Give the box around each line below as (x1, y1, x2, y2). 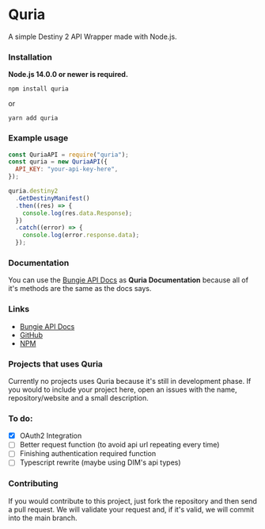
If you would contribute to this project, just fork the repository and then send (8, 496, 257, 505)
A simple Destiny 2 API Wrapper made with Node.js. (8, 32, 177, 41)
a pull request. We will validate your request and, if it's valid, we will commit (8, 504, 255, 514)
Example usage (8, 132, 69, 144)
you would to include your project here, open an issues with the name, (8, 385, 237, 394)
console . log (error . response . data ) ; (22, 232, 140, 240)
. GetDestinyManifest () (15, 194, 90, 202)
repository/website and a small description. (8, 393, 149, 402)
